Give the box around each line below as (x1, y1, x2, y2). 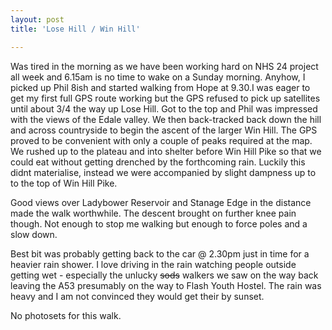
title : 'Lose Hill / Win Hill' (10, 24, 141, 34)
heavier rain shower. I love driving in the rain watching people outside (10, 258, 297, 270)
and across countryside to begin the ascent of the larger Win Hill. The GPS (10, 124, 318, 136)
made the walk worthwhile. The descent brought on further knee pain (10, 207, 297, 219)
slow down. (10, 228, 58, 240)
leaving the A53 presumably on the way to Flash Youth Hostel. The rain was (10, 279, 322, 291)
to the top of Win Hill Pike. (10, 177, 118, 189)
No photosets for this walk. (10, 309, 122, 321)
